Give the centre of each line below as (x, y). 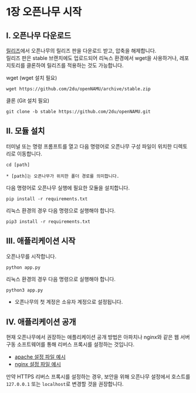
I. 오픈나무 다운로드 (39, 35)
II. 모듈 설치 (26, 131)
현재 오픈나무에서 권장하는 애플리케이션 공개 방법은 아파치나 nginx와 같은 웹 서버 (98, 337)
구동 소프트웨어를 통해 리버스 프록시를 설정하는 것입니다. (70, 344)
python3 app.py (25, 290)
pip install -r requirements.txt (47, 199)
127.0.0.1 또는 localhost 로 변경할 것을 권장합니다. (65, 384)
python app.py (23, 267)
